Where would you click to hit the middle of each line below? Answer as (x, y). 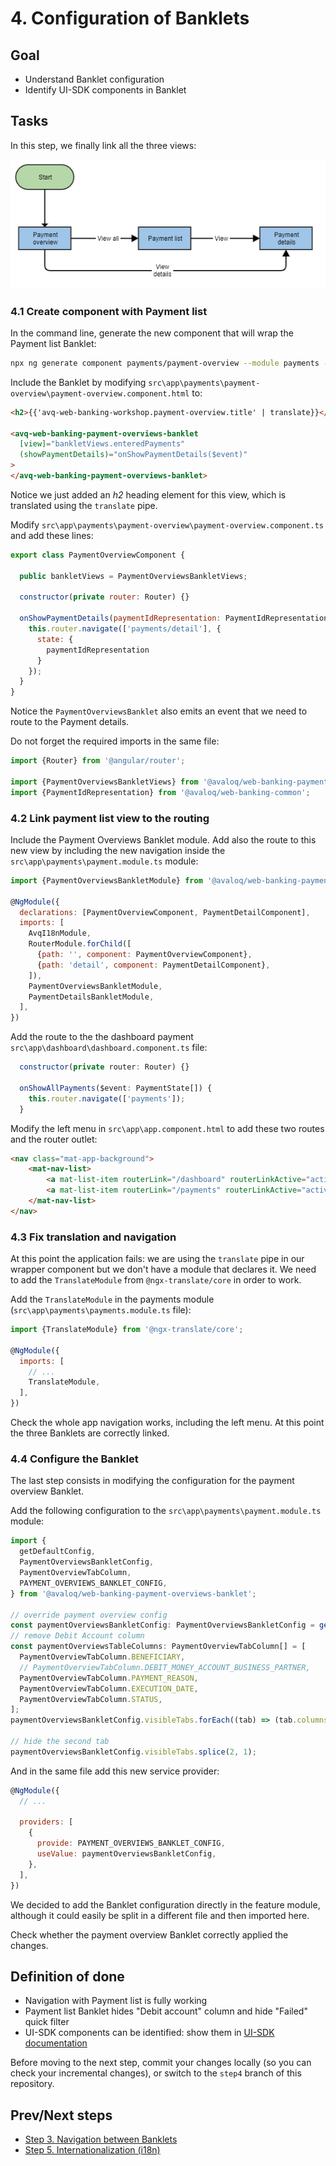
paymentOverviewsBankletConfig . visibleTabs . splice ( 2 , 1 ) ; (133, 1752)
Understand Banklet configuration (94, 79)
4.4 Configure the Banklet (74, 1459)
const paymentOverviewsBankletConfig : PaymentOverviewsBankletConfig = (162, 1625)
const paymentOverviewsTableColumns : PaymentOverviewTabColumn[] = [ (158, 1647)
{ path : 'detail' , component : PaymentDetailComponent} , (153, 965)
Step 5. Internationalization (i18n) (92, 2150)
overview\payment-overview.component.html (100, 393)
